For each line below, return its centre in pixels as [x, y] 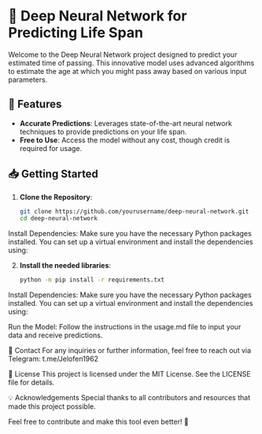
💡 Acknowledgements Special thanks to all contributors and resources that [129, 398]
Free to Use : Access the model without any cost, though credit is [125, 140]
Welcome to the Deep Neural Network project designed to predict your [123, 54]
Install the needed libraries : [65, 266]
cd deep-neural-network [59, 219]
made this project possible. [52, 406]
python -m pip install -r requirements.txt [92, 280]
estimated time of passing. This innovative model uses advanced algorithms [131, 63]
